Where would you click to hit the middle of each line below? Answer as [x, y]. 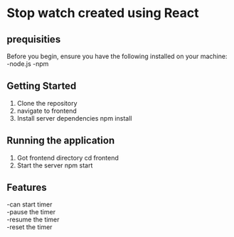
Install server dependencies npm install [74, 118]
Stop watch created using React [103, 13]
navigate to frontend [47, 111]
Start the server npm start [55, 165]
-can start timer [30, 204]
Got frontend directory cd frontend [68, 158]
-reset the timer [30, 227]
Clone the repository [47, 103]
